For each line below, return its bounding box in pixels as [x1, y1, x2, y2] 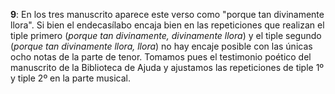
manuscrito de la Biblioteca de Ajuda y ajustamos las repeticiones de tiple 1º [10, 62, 325, 73]
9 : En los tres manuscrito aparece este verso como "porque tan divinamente [10, 9, 325, 20]
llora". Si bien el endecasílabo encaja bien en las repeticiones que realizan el [10, 19, 325, 31]
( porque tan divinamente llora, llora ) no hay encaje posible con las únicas [10, 40, 313, 52]
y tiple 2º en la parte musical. [10, 72, 131, 84]
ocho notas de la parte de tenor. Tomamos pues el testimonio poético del [10, 51, 312, 63]
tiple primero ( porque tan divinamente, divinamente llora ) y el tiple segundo [10, 30, 322, 41]
